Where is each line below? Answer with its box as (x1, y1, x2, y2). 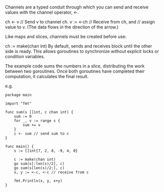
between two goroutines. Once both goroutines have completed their (5, 68, 145, 74)
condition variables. (5, 54, 45, 59)
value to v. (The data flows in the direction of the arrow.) (5, 24, 119, 30)
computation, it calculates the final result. (5, 74, 89, 79)
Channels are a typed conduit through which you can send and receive (5, 4, 149, 10)
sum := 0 (14, 114, 32, 119)
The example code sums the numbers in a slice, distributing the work (5, 63, 145, 69)
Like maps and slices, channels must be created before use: (5, 34, 127, 39)
